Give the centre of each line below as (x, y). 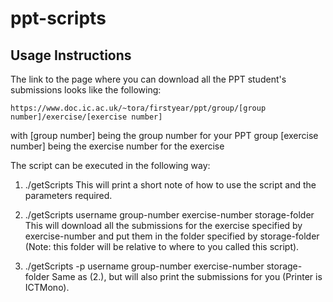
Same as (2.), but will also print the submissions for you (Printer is (187, 276)
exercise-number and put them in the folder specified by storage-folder (172, 236)
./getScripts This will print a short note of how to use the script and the (170, 185)
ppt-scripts (58, 18)
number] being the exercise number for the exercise (117, 146)
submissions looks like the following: (86, 90)
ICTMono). (47, 287)
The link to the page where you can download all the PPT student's (148, 79)
